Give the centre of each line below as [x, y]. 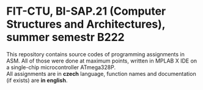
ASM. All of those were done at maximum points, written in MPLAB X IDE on [102, 61]
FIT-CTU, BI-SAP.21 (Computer [86, 11]
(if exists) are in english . [37, 80]
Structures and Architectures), [86, 24]
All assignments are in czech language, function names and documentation [102, 73]
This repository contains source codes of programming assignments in [95, 54]
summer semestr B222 [65, 37]
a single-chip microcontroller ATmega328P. [61, 67]
